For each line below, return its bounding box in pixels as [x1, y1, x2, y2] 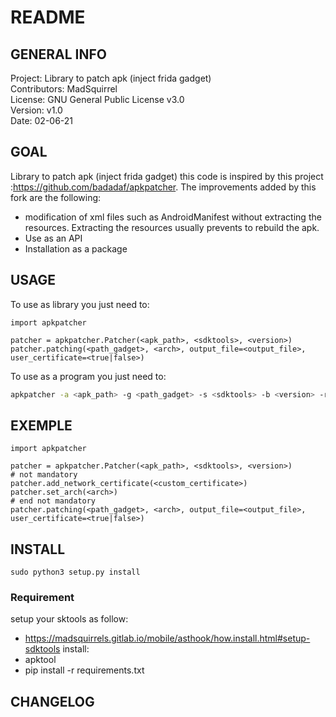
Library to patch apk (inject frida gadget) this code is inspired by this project [10, 170, 324, 182]
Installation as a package [24, 242, 128, 255]
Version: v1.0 [10, 104, 63, 116]
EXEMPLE [10, 417, 73, 434]
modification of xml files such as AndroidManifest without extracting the [24, 211, 322, 223]
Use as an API [24, 232, 83, 244]
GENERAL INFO [10, 46, 108, 63]
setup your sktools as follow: [10, 613, 129, 625]
